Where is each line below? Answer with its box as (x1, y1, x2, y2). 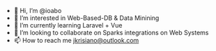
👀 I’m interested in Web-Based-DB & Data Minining (13, 14, 160, 22)
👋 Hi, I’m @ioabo (13, 7, 62, 14)
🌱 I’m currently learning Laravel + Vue (13, 21, 123, 29)
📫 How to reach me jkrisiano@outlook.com (13, 37, 139, 44)
